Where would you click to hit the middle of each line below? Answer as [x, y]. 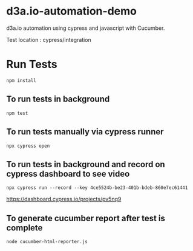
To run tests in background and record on [86, 164]
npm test [17, 113]
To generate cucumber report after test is [86, 218]
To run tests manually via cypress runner [85, 132]
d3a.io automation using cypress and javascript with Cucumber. [86, 28]
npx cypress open [28, 146]
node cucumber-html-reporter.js [47, 242]
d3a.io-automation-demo [72, 11]
